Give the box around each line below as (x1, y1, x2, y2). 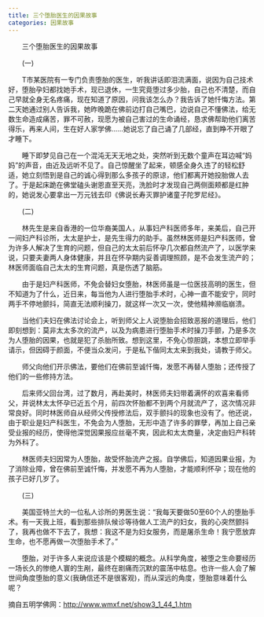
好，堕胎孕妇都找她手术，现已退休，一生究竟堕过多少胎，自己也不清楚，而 (8, 84, 249, 94)
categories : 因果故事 (8, 19, 75, 27)
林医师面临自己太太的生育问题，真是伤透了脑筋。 (8, 263, 167, 272)
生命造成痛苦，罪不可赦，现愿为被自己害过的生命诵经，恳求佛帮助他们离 (14, 114, 249, 123)
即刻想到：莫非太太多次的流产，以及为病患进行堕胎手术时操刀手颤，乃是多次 (8, 325, 256, 335)
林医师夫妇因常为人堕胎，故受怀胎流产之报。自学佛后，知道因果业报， (21, 454, 249, 464)
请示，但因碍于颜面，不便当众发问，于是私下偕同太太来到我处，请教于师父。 (8, 345, 256, 354)
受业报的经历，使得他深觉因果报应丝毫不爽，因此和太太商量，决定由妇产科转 (8, 428, 256, 437)
